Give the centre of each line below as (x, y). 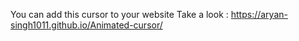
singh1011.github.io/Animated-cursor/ (86, 25)
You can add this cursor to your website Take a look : (119, 14)
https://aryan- (259, 14)
